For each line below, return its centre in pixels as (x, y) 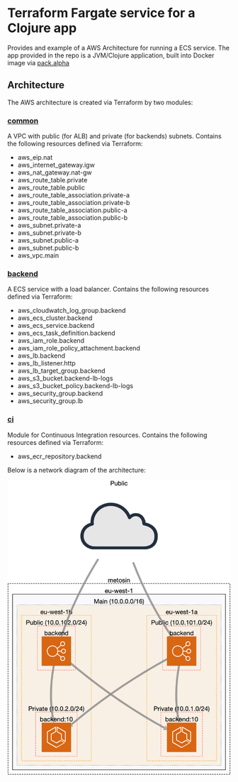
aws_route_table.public (51, 188)
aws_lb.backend (41, 356)
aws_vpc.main (38, 255)
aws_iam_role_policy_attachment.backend (79, 348)
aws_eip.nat (35, 158)
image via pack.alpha (38, 62)
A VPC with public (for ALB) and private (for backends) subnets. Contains (114, 136)
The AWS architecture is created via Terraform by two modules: (100, 102)
